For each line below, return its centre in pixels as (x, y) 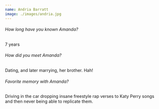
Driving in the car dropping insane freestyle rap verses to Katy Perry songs (80, 96)
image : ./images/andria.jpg (33, 14)
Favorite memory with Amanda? (37, 81)
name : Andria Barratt (27, 9)
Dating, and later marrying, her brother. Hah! (49, 70)
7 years (13, 44)
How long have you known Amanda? (42, 29)
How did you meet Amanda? (33, 55)
